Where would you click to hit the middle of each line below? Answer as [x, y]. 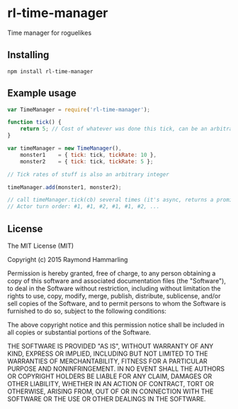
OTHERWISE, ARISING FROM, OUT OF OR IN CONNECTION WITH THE [110, 391]
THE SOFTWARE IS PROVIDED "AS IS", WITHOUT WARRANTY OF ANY [110, 346]
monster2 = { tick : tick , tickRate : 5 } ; [87, 161]
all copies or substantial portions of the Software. [79, 332]
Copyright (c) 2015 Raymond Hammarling [68, 260]
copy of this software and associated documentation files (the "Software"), [117, 281]
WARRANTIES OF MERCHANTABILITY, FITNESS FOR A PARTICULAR [107, 361]
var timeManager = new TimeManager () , [64, 148]
